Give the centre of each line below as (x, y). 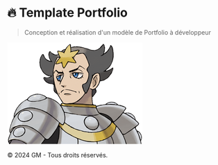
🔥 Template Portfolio (68, 13)
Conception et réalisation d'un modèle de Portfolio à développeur (118, 32)
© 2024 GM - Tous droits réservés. (58, 155)
